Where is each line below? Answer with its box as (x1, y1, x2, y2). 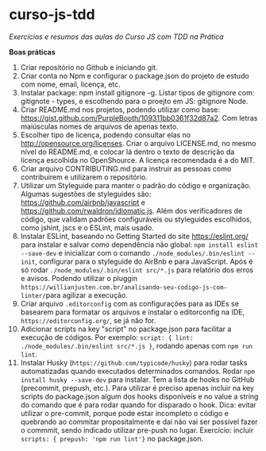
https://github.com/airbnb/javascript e (20, 197, 146, 207)
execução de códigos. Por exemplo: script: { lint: (20, 332, 194, 342)
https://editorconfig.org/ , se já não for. (20, 315, 156, 325)
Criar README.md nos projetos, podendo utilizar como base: (20, 105, 221, 114)
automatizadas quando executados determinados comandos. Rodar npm (20, 366, 255, 376)
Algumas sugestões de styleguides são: (20, 189, 152, 199)
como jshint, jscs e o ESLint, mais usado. (20, 222, 154, 232)
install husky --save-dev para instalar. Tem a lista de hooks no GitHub (20, 375, 255, 384)
